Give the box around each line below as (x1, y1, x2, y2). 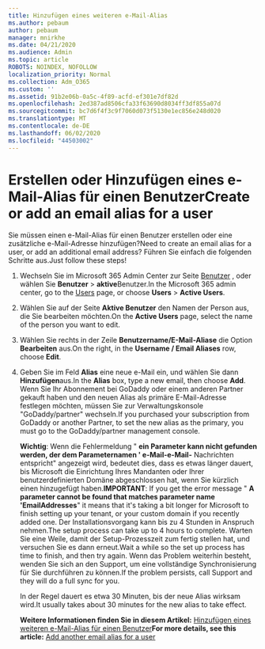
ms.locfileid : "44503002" (8, 136, 93, 145)
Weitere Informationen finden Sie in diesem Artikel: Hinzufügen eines (19, 615, 252, 625)
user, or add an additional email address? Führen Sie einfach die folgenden (8, 247, 252, 257)
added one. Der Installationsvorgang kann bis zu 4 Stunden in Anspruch (19, 518, 255, 527)
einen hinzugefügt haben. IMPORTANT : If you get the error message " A (19, 484, 255, 493)
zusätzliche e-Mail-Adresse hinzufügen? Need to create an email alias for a (8, 239, 252, 249)
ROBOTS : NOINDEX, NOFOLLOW (8, 63, 97, 71)
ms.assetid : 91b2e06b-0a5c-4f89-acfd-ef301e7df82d (8, 93, 179, 101)
